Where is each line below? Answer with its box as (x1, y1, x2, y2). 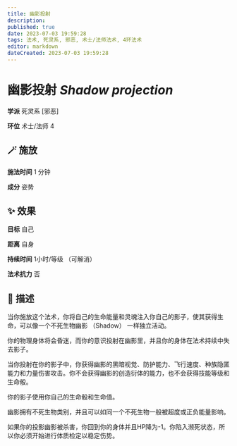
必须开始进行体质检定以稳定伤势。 (19, 431, 119, 440)
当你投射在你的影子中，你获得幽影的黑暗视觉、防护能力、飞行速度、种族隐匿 (7, 360, 230, 368)
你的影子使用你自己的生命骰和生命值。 (7, 392, 119, 402)
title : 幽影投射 (7, 10, 51, 18)
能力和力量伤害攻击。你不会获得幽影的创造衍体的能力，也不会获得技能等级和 (7, 369, 230, 378)
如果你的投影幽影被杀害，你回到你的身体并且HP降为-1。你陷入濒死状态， (7, 423, 219, 431)
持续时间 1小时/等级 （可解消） (7, 255, 97, 264)
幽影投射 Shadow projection (7, 82, 174, 99)
